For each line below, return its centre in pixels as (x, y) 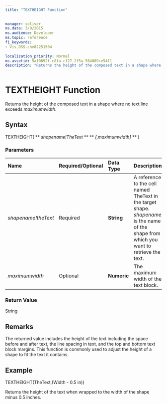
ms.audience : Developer (30, 33)
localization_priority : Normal (38, 56)
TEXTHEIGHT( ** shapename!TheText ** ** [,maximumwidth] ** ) (72, 137)
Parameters (19, 150)
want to (142, 246)
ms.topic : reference (27, 38)
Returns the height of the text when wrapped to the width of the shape (77, 392)
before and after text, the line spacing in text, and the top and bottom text (80, 344)
